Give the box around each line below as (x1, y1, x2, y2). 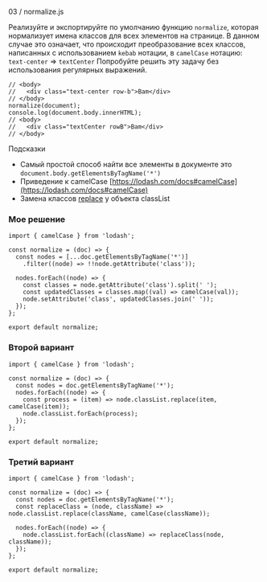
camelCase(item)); (8, 402, 70, 411)
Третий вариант (8, 456, 75, 467)
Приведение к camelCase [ (19, 177, 113, 186)
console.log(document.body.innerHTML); (8, 109, 142, 117)
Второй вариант (8, 342, 75, 353)
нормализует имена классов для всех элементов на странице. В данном (8, 31, 260, 40)
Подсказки (8, 144, 46, 154)
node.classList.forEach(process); (23, 409, 138, 417)
